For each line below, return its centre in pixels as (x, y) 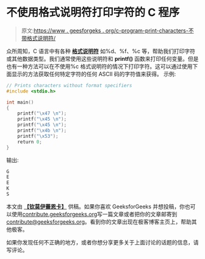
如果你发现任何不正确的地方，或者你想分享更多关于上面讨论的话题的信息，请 (103, 242)
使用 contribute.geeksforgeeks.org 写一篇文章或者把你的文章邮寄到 (94, 214)
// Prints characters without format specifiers (69, 85)
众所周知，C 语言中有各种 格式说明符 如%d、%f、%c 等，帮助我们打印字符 (101, 51)
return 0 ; (30, 142)
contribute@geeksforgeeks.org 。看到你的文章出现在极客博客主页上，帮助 (99, 222)
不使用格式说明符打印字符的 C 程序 (93, 12)
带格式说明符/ (38, 38)
